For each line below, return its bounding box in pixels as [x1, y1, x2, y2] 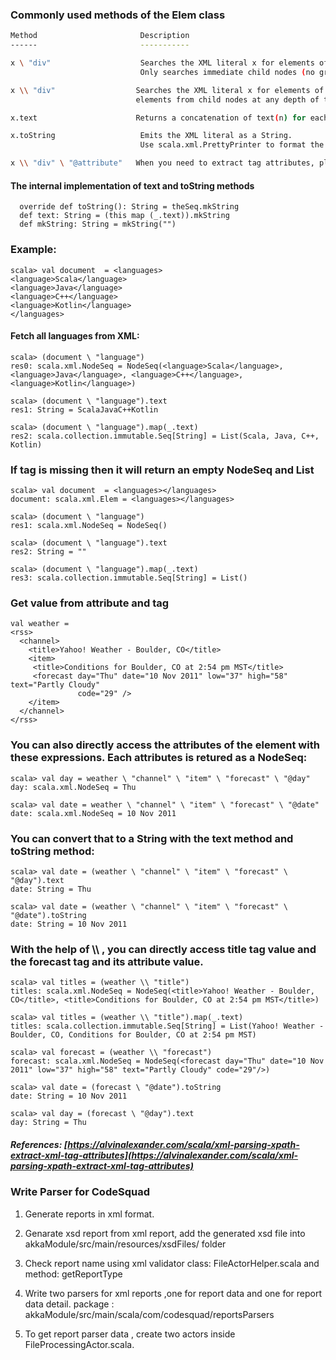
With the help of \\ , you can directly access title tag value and [10, 942, 317, 956]
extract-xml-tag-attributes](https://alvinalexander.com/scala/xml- [10, 1149, 299, 1161]
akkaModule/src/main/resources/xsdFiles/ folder [24, 1238, 227, 1250]
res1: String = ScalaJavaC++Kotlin [10, 404, 159, 415]
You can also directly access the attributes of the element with [10, 738, 320, 752]
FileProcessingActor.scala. [24, 1338, 135, 1350]
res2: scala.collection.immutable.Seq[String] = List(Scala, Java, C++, [10, 431, 320, 441]
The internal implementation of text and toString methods [10, 179, 255, 192]
